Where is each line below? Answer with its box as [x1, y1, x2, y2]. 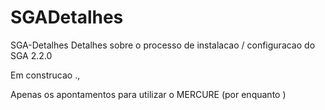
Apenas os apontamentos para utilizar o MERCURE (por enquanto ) [10, 88, 287, 100]
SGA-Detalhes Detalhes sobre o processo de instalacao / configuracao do [10, 39, 316, 51]
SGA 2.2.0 [10, 49, 53, 61]
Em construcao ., [10, 69, 81, 81]
